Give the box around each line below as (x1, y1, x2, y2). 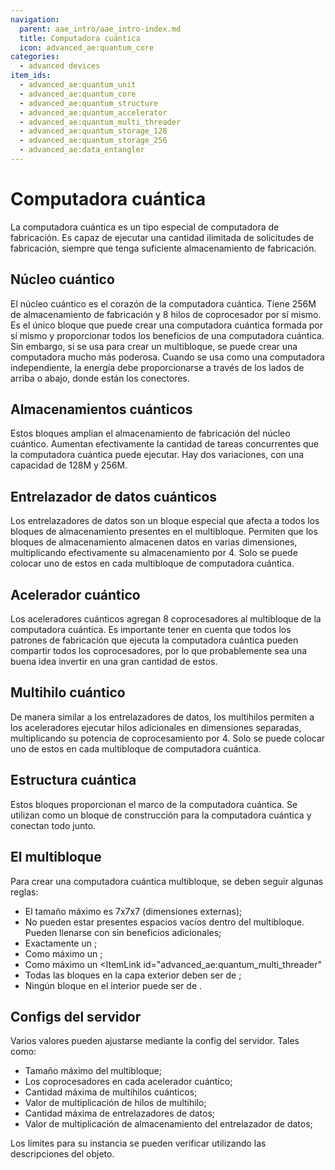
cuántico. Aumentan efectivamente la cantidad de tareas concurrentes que (10, 438, 319, 450)
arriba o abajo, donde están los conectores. (10, 372, 190, 384)
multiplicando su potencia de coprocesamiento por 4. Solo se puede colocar (10, 732, 326, 744)
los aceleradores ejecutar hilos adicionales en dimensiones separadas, (10, 721, 302, 733)
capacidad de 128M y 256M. (10, 459, 128, 471)
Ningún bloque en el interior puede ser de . (24, 979, 203, 991)
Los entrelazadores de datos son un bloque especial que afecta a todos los (10, 515, 320, 527)
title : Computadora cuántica (19, 33, 141, 43)
